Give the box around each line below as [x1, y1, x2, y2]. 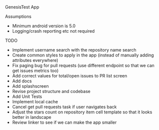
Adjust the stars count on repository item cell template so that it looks [12, 109, 153, 115]
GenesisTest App [5, 4, 39, 10]
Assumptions [5, 14, 32, 19]
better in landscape [12, 114, 51, 120]
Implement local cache [12, 99, 58, 104]
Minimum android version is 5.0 [12, 23, 76, 29]
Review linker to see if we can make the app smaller [12, 119, 117, 125]
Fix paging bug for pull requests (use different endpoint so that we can [12, 63, 155, 68]
